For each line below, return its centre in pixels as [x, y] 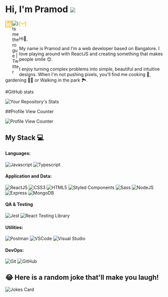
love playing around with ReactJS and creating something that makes [91, 54]
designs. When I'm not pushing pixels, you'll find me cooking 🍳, [85, 74]
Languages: [18, 153]
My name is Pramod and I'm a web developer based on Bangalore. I [90, 48]
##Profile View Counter [30, 111]
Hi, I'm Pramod [37, 9]
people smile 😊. [36, 59]
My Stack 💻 [25, 138]
